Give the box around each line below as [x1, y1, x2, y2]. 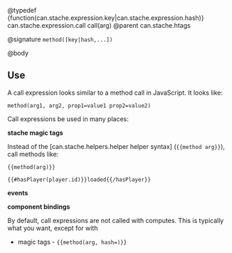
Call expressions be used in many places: [7, 114, 130, 123]
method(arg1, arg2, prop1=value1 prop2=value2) [7, 102, 152, 109]
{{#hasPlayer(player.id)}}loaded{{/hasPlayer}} [7, 176, 152, 183]
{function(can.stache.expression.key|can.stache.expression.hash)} [7, 14, 204, 22]
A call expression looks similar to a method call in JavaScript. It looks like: [7, 88, 223, 97]
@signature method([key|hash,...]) [7, 35, 113, 43]
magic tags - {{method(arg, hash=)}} [17, 237, 127, 246]
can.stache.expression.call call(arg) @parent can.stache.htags [7, 21, 191, 29]
